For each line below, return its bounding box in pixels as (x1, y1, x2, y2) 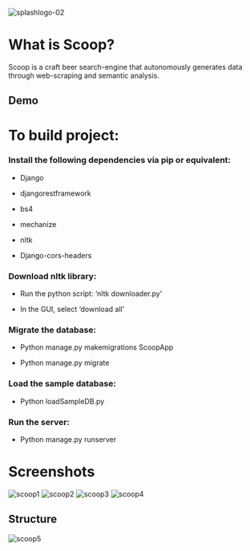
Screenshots (8, 463, 95, 481)
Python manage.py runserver (19, 435, 117, 444)
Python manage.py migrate (19, 358, 110, 368)
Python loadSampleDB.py (19, 396, 105, 406)
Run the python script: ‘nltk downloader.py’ (19, 289, 163, 298)
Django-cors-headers (19, 250, 92, 260)
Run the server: (8, 416, 71, 427)
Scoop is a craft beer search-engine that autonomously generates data (8, 62, 243, 71)
